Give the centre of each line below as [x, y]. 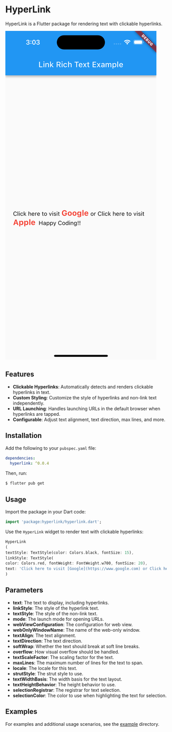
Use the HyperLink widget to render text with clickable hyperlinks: [74, 532]
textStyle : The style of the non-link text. [55, 613]
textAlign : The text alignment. [44, 635]
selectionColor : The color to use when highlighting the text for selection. [90, 696]
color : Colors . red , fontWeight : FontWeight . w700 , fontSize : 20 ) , [77, 563]
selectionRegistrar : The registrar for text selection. [67, 690]
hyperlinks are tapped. [36, 414]
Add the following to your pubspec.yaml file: [51, 448]
